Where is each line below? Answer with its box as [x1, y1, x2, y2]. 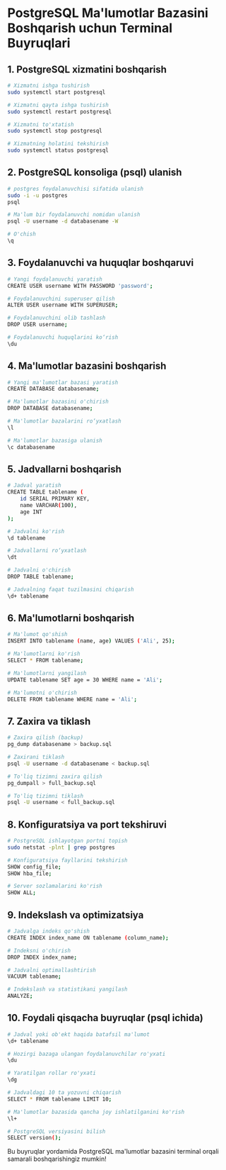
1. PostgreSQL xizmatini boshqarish [7, 63, 167, 75]
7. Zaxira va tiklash [7, 715, 91, 728]
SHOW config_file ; [7, 863, 61, 870]
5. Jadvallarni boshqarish [7, 463, 122, 475]
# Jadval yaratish [7, 482, 61, 489]
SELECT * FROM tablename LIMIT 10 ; [7, 1096, 112, 1103]
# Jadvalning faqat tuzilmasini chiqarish [7, 586, 134, 593]
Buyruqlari [7, 35, 71, 51]
